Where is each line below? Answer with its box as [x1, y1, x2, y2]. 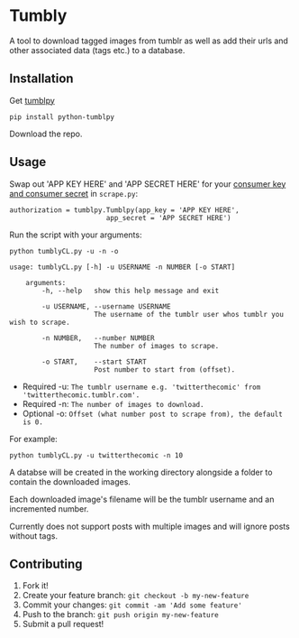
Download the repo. [9, 128, 83, 139]
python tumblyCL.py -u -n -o [9, 246, 119, 255]
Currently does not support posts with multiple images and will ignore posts [9, 521, 290, 532]
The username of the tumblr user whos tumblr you [94, 310, 284, 319]
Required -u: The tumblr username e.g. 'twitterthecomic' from [22, 381, 261, 392]
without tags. [9, 530, 59, 541]
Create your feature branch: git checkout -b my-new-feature [22, 590, 249, 601]
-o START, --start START [41, 357, 147, 366]
